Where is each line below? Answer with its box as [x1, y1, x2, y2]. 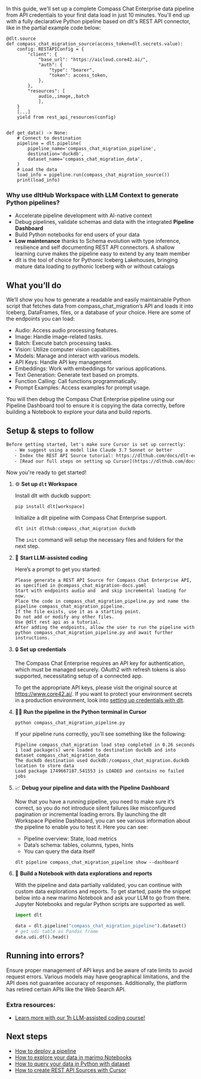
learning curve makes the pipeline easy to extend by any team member [14, 250, 190, 257]
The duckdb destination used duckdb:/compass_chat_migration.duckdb [14, 758, 190, 764]
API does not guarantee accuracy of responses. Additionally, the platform [6, 979, 187, 986]
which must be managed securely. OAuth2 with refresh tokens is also [14, 666, 186, 673]
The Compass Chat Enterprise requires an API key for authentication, [14, 659, 185, 667]
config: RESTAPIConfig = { [17, 46, 84, 52]
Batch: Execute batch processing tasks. [14, 339, 112, 347]
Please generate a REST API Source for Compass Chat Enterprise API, [14, 578, 193, 583]
